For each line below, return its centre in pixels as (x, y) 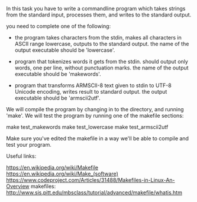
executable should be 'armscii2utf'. (57, 98)
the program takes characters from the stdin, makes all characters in (98, 37)
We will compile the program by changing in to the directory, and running (95, 109)
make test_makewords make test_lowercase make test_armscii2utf (87, 127)
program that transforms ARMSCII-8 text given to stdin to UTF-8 (93, 85)
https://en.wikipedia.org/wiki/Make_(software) (62, 174)
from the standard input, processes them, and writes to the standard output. (99, 15)
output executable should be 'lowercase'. (65, 50)
